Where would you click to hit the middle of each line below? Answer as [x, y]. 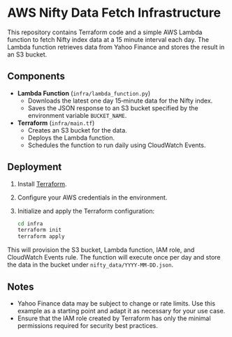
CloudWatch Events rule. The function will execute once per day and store [114, 257]
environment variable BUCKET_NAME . [77, 115]
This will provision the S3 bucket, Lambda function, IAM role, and [101, 250]
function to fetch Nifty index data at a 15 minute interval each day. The [108, 39]
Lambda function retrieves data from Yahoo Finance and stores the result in [116, 47]
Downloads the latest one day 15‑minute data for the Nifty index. [120, 100]
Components [36, 76]
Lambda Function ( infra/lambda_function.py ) [84, 93]
